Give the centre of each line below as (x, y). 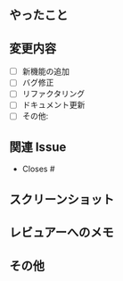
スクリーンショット (61, 199)
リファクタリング (53, 94)
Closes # (38, 169)
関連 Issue (38, 147)
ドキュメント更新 (53, 105)
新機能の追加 (45, 71)
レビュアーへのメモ (61, 232)
